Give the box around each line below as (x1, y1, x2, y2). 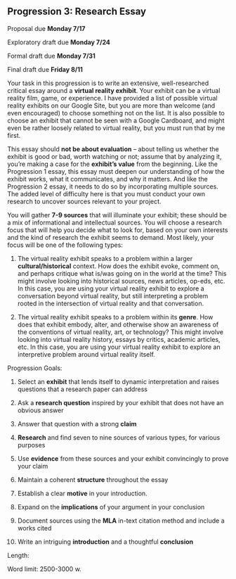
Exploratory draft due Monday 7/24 (7, 38, 111, 46)
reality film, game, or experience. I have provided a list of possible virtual (7, 94, 218, 102)
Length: (7, 551, 29, 559)
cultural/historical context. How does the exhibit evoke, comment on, (17, 262, 220, 270)
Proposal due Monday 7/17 (7, 24, 86, 32)
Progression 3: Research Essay (7, 6, 146, 18)
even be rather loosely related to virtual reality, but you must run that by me (7, 123, 225, 132)
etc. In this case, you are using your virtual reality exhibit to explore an (17, 343, 221, 351)
